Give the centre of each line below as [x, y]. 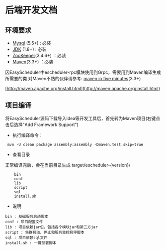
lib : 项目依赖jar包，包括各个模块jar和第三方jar [51, 227]
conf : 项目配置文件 [24, 222]
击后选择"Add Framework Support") [42, 125]
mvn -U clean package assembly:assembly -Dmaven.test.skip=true [75, 144]
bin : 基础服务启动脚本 [27, 216]
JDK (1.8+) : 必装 [29, 49]
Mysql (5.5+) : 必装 [32, 43]
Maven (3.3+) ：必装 [33, 62]
